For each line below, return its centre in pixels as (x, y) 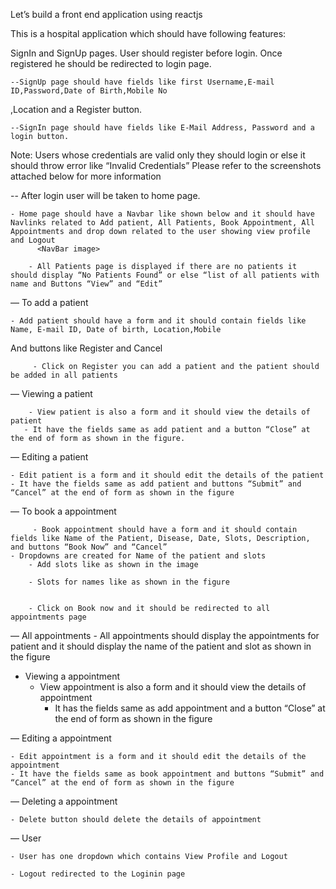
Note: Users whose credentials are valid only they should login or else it (158, 155)
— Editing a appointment (61, 738)
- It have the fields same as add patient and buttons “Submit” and (156, 484)
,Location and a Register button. (76, 109)
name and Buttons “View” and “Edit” (86, 284)
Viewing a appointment (72, 676)
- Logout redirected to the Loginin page (98, 874)
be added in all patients (64, 375)
